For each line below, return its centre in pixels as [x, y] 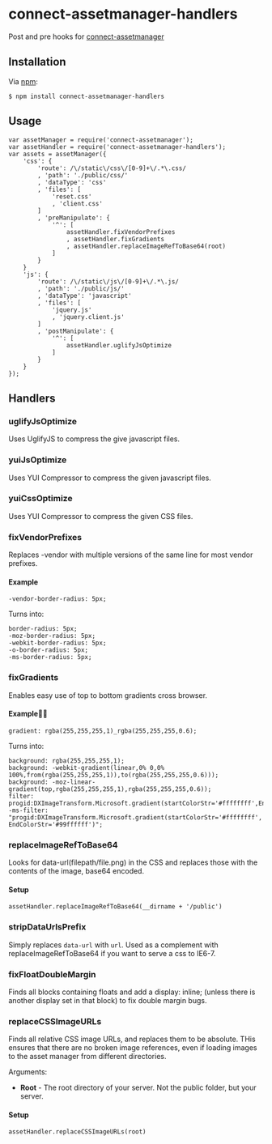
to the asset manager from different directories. [87, 1057]
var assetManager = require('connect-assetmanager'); [101, 140]
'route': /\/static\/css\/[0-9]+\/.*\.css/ [112, 168]
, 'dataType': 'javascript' [85, 296]
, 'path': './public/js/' [81, 288]
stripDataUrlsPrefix [47, 927]
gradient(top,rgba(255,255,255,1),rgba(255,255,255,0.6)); [110, 789]
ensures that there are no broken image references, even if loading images [133, 1048]
